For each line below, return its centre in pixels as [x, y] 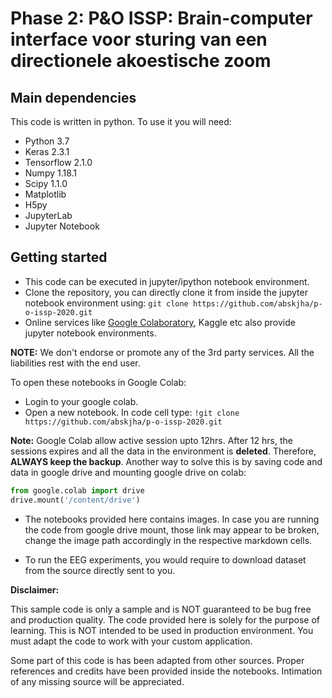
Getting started [59, 257]
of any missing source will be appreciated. [97, 681]
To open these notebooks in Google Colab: [98, 382]
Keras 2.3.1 [47, 151]
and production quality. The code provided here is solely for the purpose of [165, 619]
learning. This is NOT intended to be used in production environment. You [162, 630]
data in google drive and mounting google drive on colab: [128, 472]
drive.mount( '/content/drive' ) [75, 500]
